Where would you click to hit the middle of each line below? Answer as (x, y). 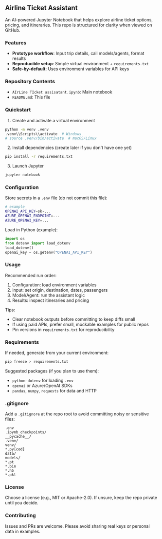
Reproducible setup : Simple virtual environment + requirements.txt (81, 64)
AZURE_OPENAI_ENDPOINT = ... (32, 216)
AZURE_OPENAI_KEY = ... (27, 221)
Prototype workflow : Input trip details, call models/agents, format (78, 54)
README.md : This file (31, 97)
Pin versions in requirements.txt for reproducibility (63, 329)
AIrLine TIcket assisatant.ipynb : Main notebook (62, 92)
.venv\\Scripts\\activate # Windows (43, 134)
